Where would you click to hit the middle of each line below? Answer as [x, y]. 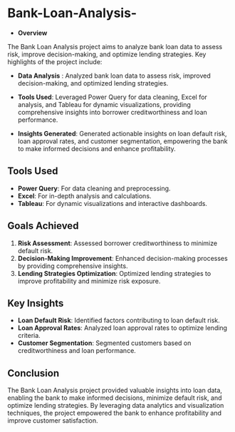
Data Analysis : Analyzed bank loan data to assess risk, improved [114, 76]
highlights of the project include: [55, 61]
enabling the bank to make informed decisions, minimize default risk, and [115, 398]
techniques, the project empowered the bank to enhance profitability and [115, 413]
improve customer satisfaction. [53, 421]
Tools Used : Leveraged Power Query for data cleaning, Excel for [113, 97]
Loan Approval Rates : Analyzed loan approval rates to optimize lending [122, 328]
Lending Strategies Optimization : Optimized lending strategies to [114, 273]
